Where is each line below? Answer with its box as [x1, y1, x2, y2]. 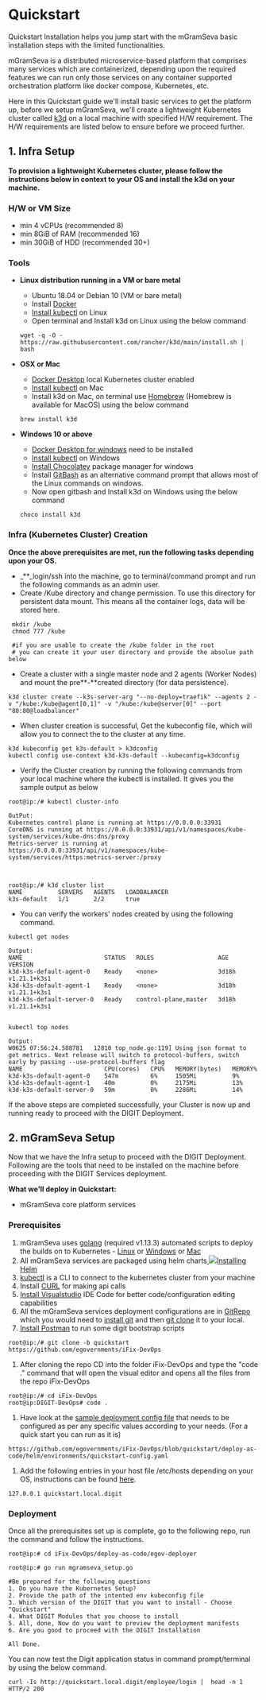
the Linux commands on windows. [31, 478, 145, 488]
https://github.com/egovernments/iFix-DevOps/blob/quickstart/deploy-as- [8, 1445, 258, 1453]
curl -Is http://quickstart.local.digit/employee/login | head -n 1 [8, 1679, 244, 1686]
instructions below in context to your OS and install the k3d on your [8, 174, 236, 184]
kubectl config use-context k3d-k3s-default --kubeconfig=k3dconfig [8, 751, 240, 760]
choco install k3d [19, 511, 81, 519]
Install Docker [31, 300, 77, 309]
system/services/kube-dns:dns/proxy [8, 832, 129, 840]
